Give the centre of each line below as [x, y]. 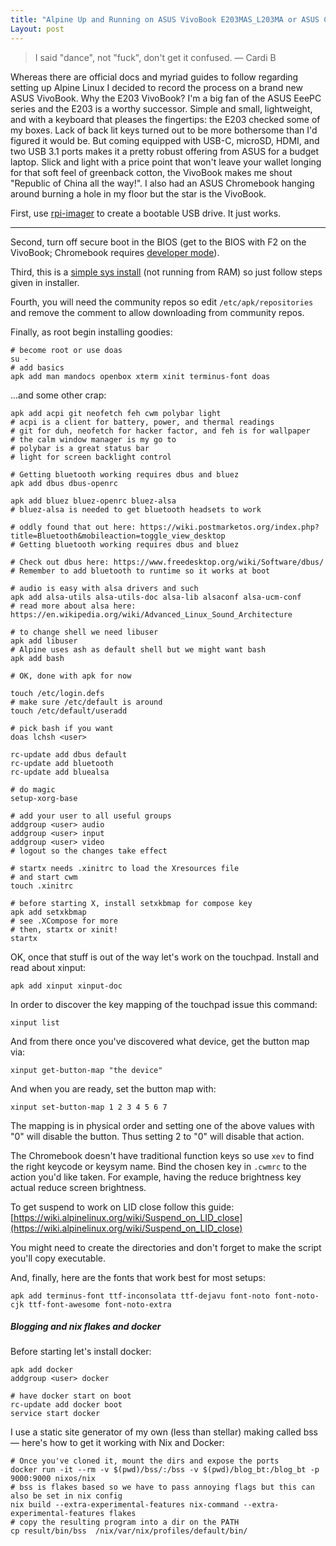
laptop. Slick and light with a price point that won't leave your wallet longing [166, 162]
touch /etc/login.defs [57, 693]
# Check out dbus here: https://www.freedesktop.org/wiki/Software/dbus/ [167, 562]
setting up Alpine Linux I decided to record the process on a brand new [156, 87]
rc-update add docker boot [66, 1405]
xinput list [35, 1022]
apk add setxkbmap [48, 912]
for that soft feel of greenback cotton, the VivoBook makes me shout [151, 172]
